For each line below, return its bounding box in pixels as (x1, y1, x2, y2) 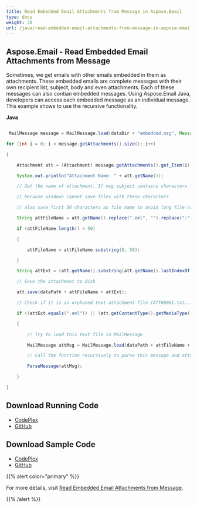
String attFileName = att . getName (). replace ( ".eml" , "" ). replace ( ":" (16, 215, 191, 221)
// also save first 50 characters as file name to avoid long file (16, 205, 185, 211)
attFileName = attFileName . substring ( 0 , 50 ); (27, 247, 141, 253)
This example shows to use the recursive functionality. (6, 103, 138, 110)
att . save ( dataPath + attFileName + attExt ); (16, 289, 127, 295)
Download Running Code (6, 401, 99, 411)
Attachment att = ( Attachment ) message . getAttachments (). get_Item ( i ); (16, 162, 193, 168)
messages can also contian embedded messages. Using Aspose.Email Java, (6, 90, 191, 97)
